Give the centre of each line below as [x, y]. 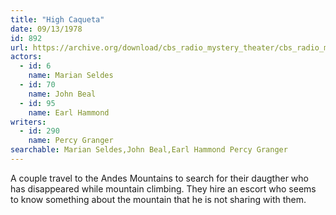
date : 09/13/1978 [46, 29]
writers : [28, 122]
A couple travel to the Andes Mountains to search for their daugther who [159, 178]
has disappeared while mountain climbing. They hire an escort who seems [163, 188]
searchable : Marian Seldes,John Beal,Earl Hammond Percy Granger [149, 150]
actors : [26, 57]
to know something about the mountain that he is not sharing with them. [158, 199]
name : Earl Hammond [69, 112]
